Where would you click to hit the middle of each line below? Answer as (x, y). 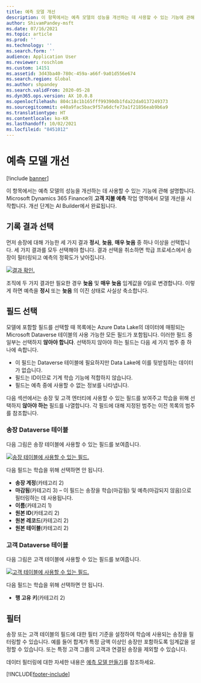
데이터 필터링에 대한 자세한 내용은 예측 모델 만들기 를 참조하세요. (81, 662)
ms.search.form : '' (31, 51)
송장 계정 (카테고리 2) (39, 482)
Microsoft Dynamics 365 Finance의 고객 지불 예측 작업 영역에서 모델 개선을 (96, 198)
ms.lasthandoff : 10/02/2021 (42, 124)
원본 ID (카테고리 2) (37, 512)
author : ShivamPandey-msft (40, 23)
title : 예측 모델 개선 (31, 12)
